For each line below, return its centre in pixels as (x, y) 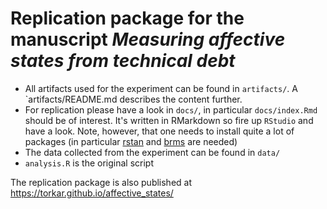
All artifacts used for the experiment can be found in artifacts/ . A (161, 88)
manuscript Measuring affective (148, 39)
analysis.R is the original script (89, 163)
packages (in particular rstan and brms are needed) (131, 141)
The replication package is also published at (101, 182)
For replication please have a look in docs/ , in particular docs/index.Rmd (171, 109)
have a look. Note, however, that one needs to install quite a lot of (159, 131)
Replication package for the (127, 18)
